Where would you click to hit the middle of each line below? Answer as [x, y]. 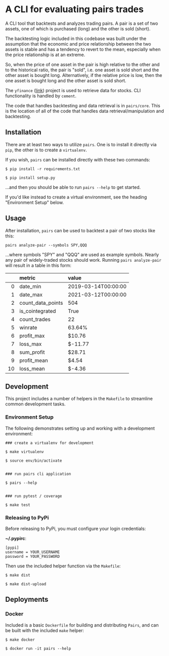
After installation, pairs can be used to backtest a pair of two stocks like [80, 230]
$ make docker [20, 640]
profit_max [32, 336]
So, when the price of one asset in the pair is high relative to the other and [82, 64]
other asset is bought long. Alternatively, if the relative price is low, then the [84, 75]
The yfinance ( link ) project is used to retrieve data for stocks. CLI [73, 90]
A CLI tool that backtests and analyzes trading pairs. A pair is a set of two [82, 23]
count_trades [35, 319]
